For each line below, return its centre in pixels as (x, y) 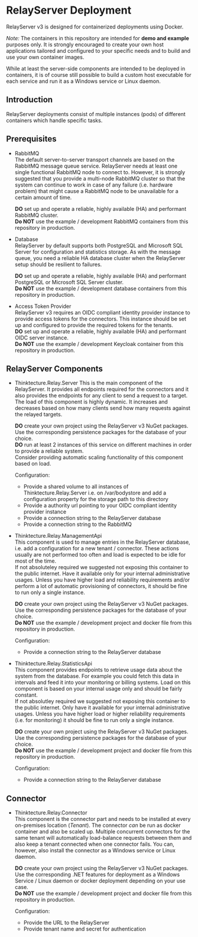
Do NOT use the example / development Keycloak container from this (99, 344)
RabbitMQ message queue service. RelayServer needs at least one (96, 166)
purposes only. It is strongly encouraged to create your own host (85, 44)
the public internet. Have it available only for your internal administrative (102, 574)
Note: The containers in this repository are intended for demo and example (98, 38)
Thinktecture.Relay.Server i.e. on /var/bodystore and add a (95, 493)
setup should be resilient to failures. (58, 264)
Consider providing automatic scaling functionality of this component (99, 457)
